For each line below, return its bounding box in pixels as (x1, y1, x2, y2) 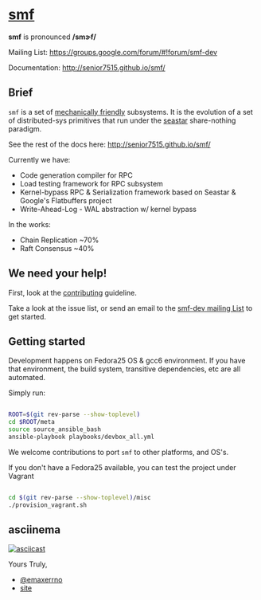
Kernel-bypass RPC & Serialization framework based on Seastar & (19, 187, 236, 197)
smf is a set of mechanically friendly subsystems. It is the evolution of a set (8, 107, 253, 116)
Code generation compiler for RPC (19, 170, 133, 180)
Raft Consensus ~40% (19, 243, 95, 253)
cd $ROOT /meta (8, 418, 56, 426)
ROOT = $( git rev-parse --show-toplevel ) (8, 410, 141, 419)
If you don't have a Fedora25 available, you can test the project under (8, 462, 236, 472)
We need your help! (8, 267, 107, 280)
